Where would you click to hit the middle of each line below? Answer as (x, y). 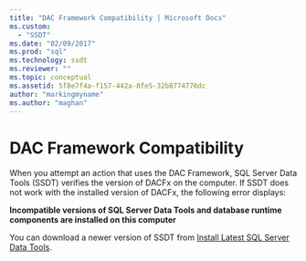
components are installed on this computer (93, 220)
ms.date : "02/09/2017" (53, 43)
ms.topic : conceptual (51, 78)
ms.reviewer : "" (40, 69)
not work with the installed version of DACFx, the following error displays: (148, 193)
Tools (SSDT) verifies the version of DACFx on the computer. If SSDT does (149, 183)
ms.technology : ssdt (49, 60)
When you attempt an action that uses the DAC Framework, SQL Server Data (153, 173)
